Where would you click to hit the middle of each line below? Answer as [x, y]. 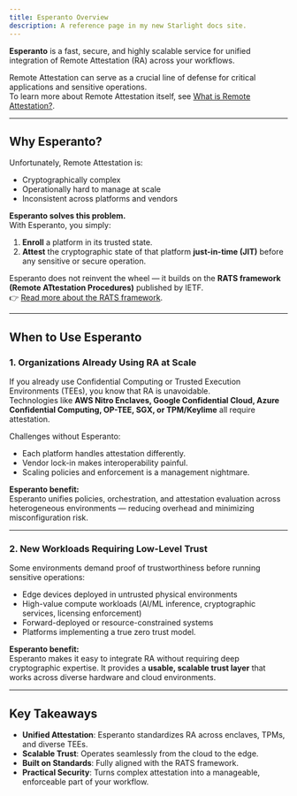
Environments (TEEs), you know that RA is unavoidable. [110, 391]
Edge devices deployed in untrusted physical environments [129, 594]
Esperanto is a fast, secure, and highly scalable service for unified [130, 50]
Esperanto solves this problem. [68, 216]
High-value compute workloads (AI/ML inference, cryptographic [139, 604]
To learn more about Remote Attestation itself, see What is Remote [130, 96]
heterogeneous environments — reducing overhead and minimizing [132, 508]
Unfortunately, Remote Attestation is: [76, 163]
